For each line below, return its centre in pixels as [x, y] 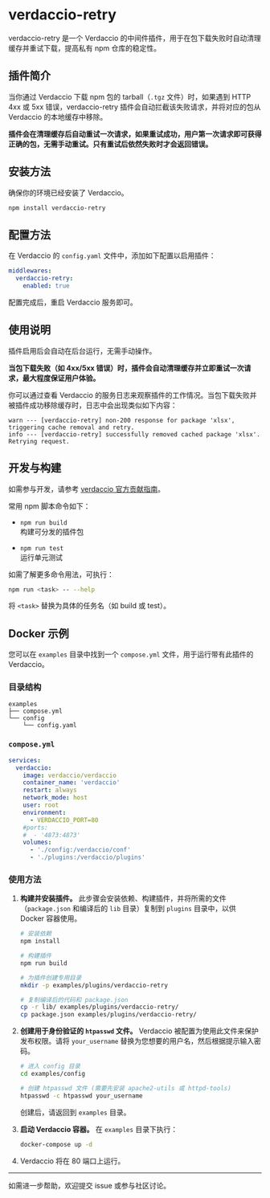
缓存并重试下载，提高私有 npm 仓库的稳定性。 [84, 48]
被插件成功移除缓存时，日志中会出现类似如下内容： [93, 405]
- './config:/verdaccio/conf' [80, 850]
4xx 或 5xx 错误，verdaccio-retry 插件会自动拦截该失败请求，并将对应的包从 [135, 107]
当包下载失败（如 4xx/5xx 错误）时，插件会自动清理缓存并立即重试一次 [126, 368]
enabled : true [46, 286]
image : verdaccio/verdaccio [70, 775]
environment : [45, 812]
